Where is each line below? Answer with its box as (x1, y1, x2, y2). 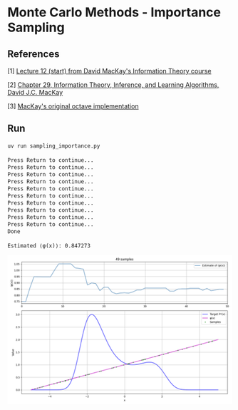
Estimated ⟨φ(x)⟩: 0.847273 (7, 242, 91, 250)
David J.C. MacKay (7, 88, 63, 96)
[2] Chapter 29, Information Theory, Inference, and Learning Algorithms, (7, 81, 219, 89)
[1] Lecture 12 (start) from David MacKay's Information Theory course (7, 67, 212, 75)
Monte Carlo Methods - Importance (7, 4, 221, 21)
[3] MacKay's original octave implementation (7, 102, 139, 111)
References (7, 48, 60, 60)
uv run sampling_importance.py (7, 142, 100, 150)
